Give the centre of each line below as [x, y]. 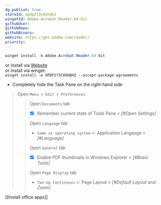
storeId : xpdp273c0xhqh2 [31, 14]
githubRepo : [17, 28]
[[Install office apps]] [27, 197]
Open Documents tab [50, 103]
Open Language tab [49, 123]
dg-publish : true [23, 10]
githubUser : [17, 24]
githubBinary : [20, 33]
